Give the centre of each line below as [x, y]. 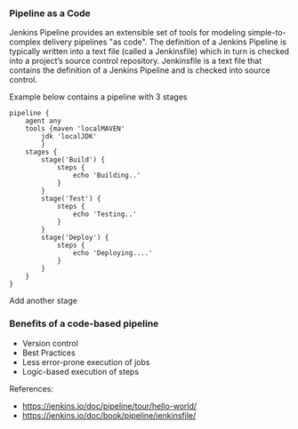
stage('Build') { [73, 160]
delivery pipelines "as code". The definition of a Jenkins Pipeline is [165, 42]
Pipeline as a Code [50, 13]
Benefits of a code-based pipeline [84, 324]
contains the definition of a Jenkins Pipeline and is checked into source [140, 70]
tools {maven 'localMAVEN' [75, 129]
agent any [44, 121]
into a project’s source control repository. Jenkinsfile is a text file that [136, 61]
